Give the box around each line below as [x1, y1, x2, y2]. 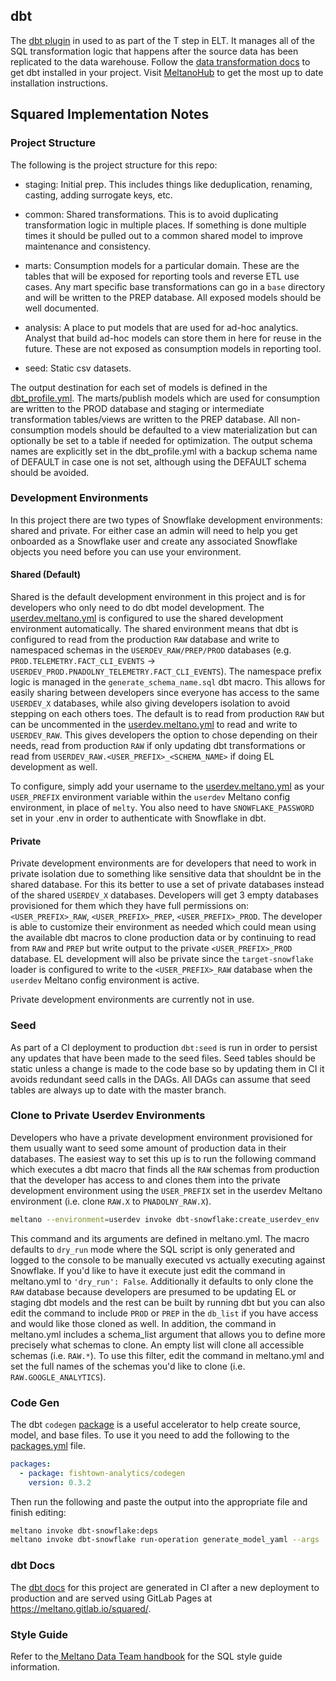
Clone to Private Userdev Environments [10, 1109, 206, 1123]
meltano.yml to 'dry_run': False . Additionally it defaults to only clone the [10, 1275, 314, 1287]
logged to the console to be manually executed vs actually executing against [10, 1254, 326, 1266]
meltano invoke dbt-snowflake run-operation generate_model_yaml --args [10, 1535, 320, 1545]
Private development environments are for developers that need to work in [10, 857, 317, 869]
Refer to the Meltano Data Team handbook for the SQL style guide [10, 1650, 283, 1662]
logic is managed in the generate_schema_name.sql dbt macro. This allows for [10, 676, 326, 688]
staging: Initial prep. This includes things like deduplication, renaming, [24, 178, 313, 190]
